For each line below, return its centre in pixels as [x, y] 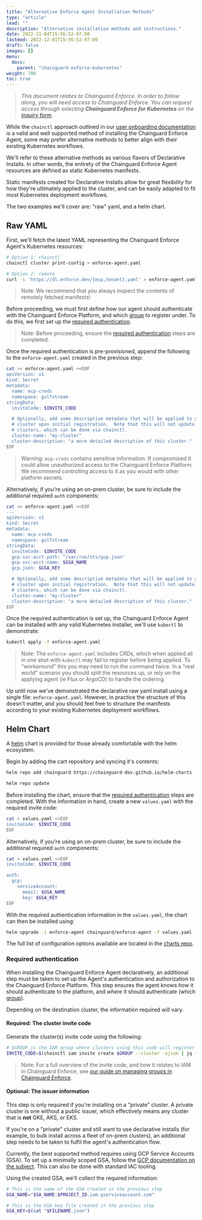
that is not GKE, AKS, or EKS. [42, 1117]
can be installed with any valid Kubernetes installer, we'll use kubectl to [95, 625]
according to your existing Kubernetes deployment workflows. [83, 710]
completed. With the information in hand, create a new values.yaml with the [100, 801]
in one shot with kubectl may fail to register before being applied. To [106, 660]
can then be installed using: [41, 921]
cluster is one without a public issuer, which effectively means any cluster [97, 1111]
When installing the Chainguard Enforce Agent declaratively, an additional [97, 972]
